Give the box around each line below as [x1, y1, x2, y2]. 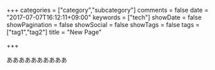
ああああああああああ [6, 55, 67, 64]
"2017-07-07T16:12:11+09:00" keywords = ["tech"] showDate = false [6, 13, 202, 21]
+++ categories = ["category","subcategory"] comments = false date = [6, 6, 209, 14]
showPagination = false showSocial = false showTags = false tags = [6, 21, 200, 28]
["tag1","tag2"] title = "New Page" [6, 28, 102, 36]
